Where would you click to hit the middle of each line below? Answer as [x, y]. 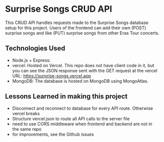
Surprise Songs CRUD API [59, 9]
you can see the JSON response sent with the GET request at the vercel [85, 71]
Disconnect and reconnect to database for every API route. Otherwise [82, 108]
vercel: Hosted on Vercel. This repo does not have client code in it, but [83, 65]
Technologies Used [35, 48]
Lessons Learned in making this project [66, 96]
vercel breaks [26, 113]
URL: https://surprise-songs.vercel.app [52, 76]
